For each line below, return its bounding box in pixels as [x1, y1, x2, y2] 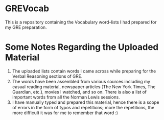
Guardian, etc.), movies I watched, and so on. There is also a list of [12, 89, 147, 95]
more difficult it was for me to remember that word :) [12, 110, 118, 116]
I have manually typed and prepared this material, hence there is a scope [12, 99, 160, 105]
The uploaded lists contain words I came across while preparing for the [12, 68, 156, 74]
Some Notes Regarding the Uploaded [5, 42, 159, 53]
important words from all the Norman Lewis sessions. [12, 94, 120, 100]
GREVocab [5, 3, 49, 14]
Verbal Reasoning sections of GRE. [12, 73, 83, 79]
